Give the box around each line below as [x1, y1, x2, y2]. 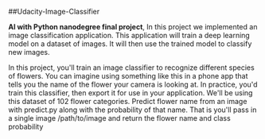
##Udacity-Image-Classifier [8, 7, 100, 16]
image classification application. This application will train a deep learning [8, 31, 251, 40]
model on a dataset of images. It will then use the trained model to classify [8, 39, 252, 48]
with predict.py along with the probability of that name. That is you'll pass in [8, 105, 257, 114]
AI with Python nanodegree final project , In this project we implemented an [8, 22, 258, 31]
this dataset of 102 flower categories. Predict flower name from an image [8, 97, 247, 106]
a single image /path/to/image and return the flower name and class [8, 114, 231, 122]
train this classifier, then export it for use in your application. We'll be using [8, 88, 253, 98]
